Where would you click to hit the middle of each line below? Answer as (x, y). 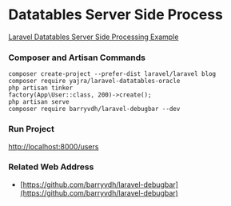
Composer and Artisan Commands (77, 57)
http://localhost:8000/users (54, 146)
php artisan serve (39, 102)
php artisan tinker (41, 88)
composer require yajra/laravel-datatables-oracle (94, 81)
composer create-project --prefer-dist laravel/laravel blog (112, 74)
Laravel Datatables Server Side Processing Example (94, 37)
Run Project (31, 129)
